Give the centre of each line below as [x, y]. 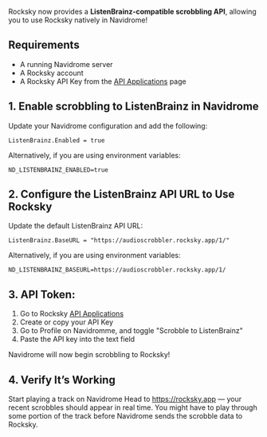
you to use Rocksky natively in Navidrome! [78, 20]
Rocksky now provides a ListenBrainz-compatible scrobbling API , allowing [132, 12]
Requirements [44, 45]
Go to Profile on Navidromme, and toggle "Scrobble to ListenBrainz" [131, 331]
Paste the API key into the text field [77, 340]
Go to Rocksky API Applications [72, 314]
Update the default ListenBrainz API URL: [76, 226]
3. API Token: [42, 294]
